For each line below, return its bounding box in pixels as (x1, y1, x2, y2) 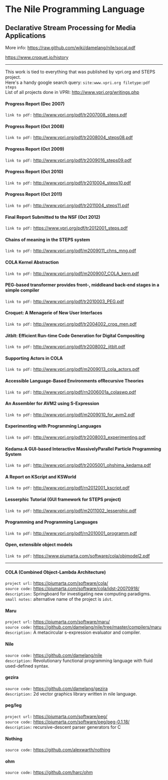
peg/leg (5, 702, 22, 708)
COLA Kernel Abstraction (5, 259, 59, 266)
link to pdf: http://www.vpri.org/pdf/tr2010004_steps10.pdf (5, 180, 131, 186)
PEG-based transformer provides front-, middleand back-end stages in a (5, 282, 159, 288)
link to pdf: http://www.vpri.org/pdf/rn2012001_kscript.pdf (5, 485, 130, 491)
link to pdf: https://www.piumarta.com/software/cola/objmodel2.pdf (5, 553, 150, 559)
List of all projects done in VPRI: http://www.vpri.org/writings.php (5, 89, 139, 95)
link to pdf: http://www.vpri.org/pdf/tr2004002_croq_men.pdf (5, 321, 137, 327)
